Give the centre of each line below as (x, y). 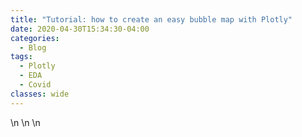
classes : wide (40, 94)
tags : (21, 57)
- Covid (35, 85)
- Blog (33, 47)
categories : (35, 38)
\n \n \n (25, 122)
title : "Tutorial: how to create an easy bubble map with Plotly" (151, 19)
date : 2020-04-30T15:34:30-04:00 (80, 29)
